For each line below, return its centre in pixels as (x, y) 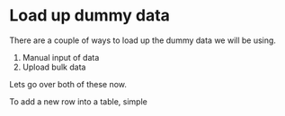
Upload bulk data (54, 67)
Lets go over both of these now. (68, 84)
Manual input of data (61, 57)
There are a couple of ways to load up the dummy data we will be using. (143, 40)
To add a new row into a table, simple (79, 101)
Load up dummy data (90, 16)
